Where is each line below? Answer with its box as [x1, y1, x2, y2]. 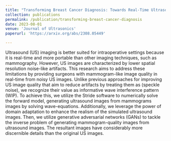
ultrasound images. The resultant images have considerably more [5, 125, 143, 131]
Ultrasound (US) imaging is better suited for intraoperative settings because [5, 49, 164, 55]
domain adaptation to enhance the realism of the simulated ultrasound [5, 109, 153, 115]
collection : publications [5, 12, 60, 17]
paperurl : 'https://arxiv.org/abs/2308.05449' [5, 31, 106, 36]
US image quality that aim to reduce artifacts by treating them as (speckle [5, 82, 160, 88]
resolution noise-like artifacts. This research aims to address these [5, 65, 145, 72]
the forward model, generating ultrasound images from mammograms [5, 98, 152, 104]
